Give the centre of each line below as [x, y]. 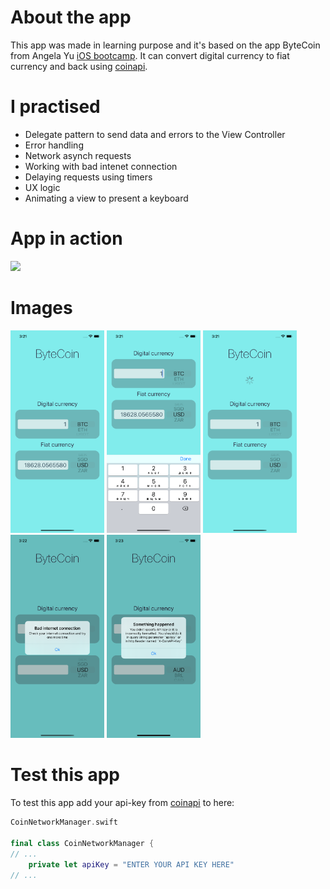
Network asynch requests [78, 155]
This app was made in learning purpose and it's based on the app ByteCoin [165, 45]
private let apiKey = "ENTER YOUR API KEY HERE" [131, 864]
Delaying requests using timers [88, 177]
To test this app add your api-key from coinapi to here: [122, 803]
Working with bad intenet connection [101, 166]
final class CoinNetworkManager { [82, 843]
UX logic [42, 187]
